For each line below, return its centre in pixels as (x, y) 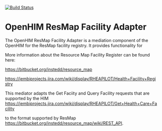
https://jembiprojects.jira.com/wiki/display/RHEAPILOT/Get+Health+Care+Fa (81, 103)
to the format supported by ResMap (41, 118)
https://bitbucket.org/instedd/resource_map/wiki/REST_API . (64, 123)
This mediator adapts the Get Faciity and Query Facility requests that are (77, 93)
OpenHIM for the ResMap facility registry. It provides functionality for (74, 45)
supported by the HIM (27, 98)
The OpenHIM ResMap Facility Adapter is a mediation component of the (77, 40)
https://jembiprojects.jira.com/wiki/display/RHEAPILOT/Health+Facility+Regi (81, 79)
